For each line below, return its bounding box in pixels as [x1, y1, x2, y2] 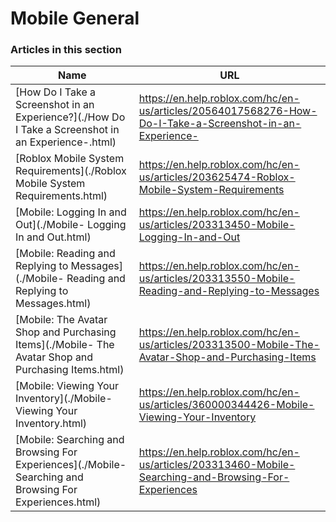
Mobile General [10, 7, 140, 30]
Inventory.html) [15, 417, 88, 431]
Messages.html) [15, 297, 92, 311]
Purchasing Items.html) [15, 363, 125, 377]
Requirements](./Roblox [15, 164, 127, 178]
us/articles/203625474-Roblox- [138, 170, 296, 184]
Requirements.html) [15, 189, 108, 203]
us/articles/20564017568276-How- [138, 104, 318, 118]
